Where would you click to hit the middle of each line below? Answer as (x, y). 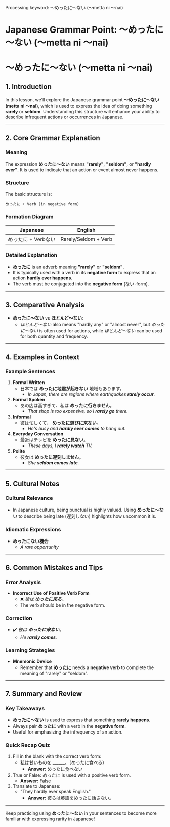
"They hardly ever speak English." (55, 791)
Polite (19, 451)
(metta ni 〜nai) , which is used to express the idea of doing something (79, 106)
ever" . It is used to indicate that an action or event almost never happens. (82, 170)
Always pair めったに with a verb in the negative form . (69, 726)
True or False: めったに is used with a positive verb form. (72, 775)
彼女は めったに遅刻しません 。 (52, 457)
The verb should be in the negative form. (62, 605)
